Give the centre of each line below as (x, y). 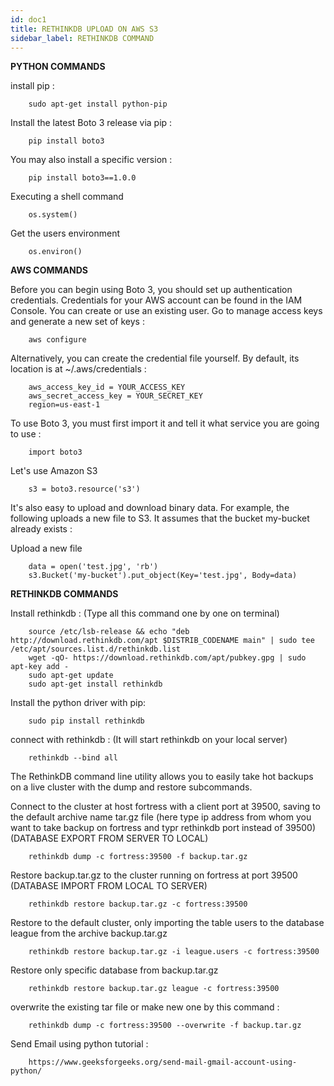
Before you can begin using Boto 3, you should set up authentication (151, 290)
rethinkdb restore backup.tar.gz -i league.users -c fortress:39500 (174, 952)
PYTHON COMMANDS (58, 67)
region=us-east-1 (64, 405)
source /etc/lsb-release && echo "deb (109, 632)
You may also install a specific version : (91, 160)
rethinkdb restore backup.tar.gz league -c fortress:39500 (154, 989)
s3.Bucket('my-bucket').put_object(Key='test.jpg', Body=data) (163, 576)
